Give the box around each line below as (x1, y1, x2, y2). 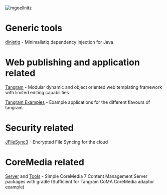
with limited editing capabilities (5, 89, 69, 95)
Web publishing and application (5, 57, 140, 68)
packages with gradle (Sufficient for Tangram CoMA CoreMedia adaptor (5, 178, 154, 184)
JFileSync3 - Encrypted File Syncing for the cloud (5, 139, 108, 145)
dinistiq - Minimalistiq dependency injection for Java (5, 39, 114, 45)
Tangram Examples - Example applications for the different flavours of (5, 99, 150, 105)
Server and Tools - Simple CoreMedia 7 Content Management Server (5, 173, 148, 179)
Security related (5, 122, 74, 134)
